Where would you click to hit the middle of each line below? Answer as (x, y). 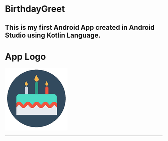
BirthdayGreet (35, 9)
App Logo (26, 57)
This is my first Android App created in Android (80, 28)
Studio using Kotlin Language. (53, 35)
